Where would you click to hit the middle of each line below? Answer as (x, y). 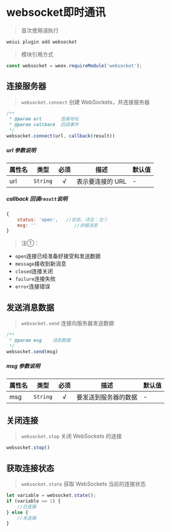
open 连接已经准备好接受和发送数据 (58, 256)
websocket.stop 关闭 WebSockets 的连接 (72, 436)
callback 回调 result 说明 (37, 199)
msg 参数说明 (23, 366)
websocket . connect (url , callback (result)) (61, 136)
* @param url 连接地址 (44, 119)
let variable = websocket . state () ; (51, 496)
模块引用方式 (37, 54)
